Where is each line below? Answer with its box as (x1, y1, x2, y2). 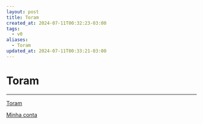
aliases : (6, 37, 28, 43)
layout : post (6, 8, 39, 15)
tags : (6, 25, 20, 32)
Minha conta (6, 111, 37, 118)
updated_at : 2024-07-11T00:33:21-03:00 (6, 48, 107, 54)
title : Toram (6, 14, 39, 20)
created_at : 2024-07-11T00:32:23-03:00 (6, 20, 107, 26)
